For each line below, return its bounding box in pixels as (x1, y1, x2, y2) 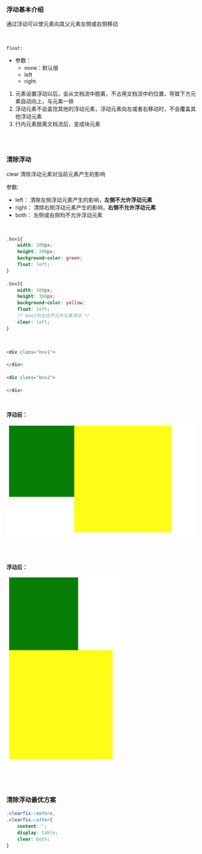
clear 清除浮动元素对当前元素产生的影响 (6, 170, 106, 177)
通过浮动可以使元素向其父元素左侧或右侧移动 (6, 20, 118, 28)
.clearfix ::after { (6, 817, 53, 823)
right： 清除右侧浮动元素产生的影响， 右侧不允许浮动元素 (15, 203, 156, 211)
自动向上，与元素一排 (20, 98, 74, 105)
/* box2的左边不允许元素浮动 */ (17, 313, 90, 319)
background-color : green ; (17, 255, 83, 262)
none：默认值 (24, 64, 59, 72)
